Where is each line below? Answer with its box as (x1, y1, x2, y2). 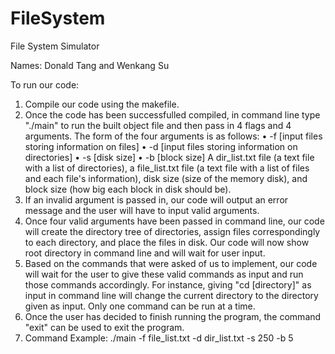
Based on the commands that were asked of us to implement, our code (24, 257, 318, 269)
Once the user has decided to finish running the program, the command (24, 310, 322, 322)
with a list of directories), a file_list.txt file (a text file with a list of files (24, 162, 310, 174)
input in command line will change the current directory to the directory (24, 289, 319, 301)
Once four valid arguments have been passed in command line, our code (24, 215, 325, 227)
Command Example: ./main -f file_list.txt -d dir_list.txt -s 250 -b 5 (24, 332, 294, 344)
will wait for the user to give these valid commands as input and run (24, 268, 304, 280)
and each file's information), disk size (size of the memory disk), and (24, 172, 308, 184)
